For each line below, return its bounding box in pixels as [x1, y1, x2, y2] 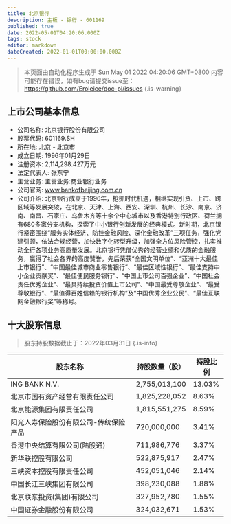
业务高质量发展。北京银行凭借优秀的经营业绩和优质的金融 [47, 245, 210, 254]
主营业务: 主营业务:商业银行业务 [16, 176, 107, 185]
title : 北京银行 [7, 10, 49, 17]
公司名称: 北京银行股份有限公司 [16, 125, 105, 134]
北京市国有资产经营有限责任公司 [10, 391, 115, 401]
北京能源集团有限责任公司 [10, 405, 94, 414]
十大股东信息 [7, 319, 62, 331]
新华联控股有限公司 [10, 453, 74, 463]
